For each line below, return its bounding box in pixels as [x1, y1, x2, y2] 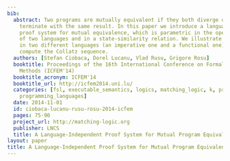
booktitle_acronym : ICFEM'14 [13, 73, 97, 81]
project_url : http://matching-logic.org [13, 118, 130, 125]
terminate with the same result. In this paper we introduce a [19, 23, 204, 29]
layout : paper [7, 138, 48, 145]
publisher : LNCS [13, 125, 60, 132]
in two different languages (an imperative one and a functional [19, 42, 210, 49]
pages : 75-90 [13, 112, 51, 119]
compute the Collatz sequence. [19, 49, 109, 55]
